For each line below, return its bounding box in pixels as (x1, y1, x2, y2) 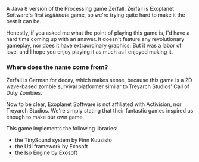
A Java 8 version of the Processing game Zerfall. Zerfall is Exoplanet (6, 5, 175, 12)
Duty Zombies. (6, 89, 43, 96)
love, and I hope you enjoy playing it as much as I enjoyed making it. (6, 48, 173, 55)
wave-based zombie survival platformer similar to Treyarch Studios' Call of (6, 83, 189, 90)
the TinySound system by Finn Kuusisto (14, 136, 112, 144)
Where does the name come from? (6, 63, 108, 71)
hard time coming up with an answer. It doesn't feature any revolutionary (6, 36, 185, 42)
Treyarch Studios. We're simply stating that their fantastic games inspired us (6, 107, 194, 114)
